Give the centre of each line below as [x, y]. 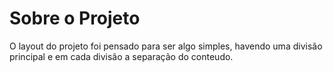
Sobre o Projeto [75, 18]
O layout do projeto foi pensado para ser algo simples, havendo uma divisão [166, 46]
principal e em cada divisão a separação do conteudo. [121, 56]
